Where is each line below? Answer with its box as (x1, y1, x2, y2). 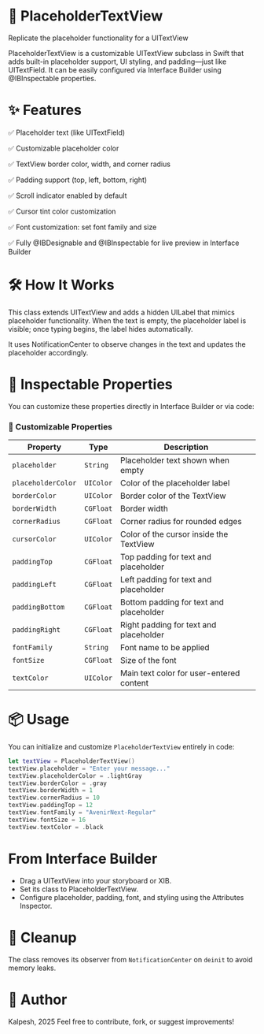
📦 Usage (8, 711, 70, 728)
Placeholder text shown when (120, 455, 230, 466)
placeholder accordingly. (8, 348, 89, 357)
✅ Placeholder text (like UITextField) (8, 128, 126, 137)
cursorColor (12, 535, 57, 544)
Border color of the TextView (120, 490, 226, 501)
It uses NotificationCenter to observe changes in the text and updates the (8, 339, 246, 349)
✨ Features (8, 102, 82, 119)
